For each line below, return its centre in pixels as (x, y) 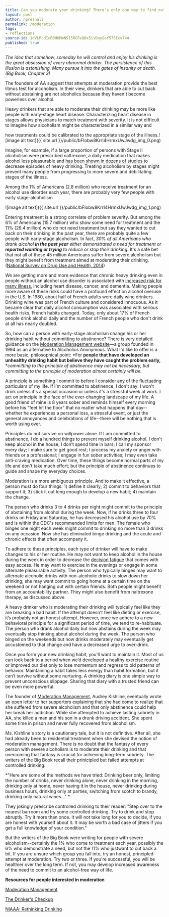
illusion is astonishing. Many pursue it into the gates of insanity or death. (81, 68)
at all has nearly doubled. (31, 324)
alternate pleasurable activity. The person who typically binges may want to (84, 570)
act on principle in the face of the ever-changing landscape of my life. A (80, 397)
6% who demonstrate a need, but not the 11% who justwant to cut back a (81, 848)
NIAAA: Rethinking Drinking (34, 909)
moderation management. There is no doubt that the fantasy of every (77, 744)
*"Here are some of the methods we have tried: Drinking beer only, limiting (82, 775)
